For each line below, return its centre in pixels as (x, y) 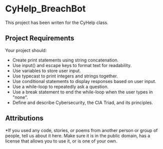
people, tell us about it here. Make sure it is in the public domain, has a (78, 135)
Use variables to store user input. (46, 70)
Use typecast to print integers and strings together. (65, 76)
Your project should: (26, 50)
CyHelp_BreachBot (45, 9)
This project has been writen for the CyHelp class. (57, 22)
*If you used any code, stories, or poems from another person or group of (81, 130)
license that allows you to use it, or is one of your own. (61, 141)
